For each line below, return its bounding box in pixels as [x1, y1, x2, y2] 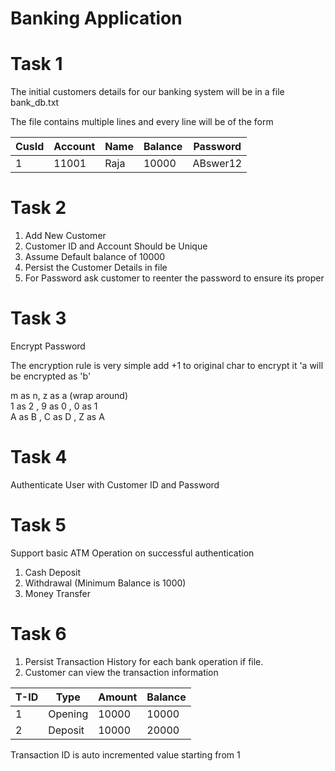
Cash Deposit [24, 566, 82, 578]
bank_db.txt [10, 97, 60, 109]
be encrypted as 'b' [10, 370, 92, 382]
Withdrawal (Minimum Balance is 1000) [24, 577, 187, 589]
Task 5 [10, 514, 67, 537]
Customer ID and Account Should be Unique [24, 240, 208, 252]
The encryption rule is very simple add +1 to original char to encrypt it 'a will [10, 360, 324, 371]
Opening [48, 707, 89, 721]
